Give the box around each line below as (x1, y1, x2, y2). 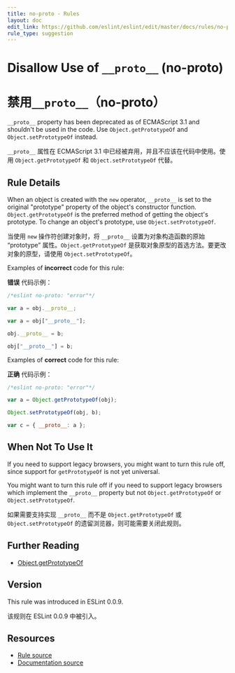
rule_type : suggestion (7, 29, 73, 37)
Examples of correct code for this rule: (7, 355, 119, 364)
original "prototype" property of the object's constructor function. (7, 203, 197, 211)
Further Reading (7, 540, 80, 552)
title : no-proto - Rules (7, 10, 80, 18)
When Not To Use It (7, 441, 93, 453)
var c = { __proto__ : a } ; (7, 422, 86, 429)
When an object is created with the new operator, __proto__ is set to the (7, 196, 212, 204)
